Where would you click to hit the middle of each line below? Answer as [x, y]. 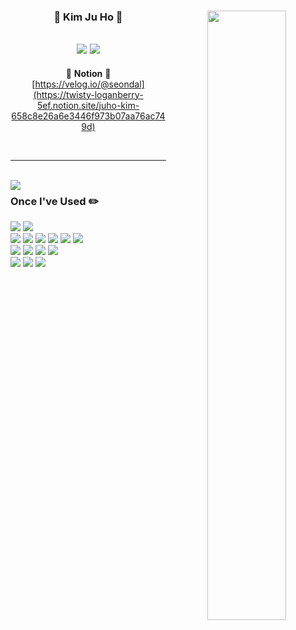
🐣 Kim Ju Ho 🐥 [88, 17]
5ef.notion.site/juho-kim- [88, 105]
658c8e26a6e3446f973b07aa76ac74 [88, 116]
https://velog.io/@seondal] [89, 84]
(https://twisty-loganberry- [88, 94]
